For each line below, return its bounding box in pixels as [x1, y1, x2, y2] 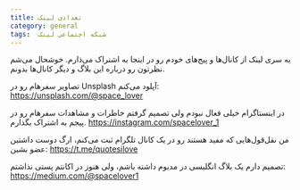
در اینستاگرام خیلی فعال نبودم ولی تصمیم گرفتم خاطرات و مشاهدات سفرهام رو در [10, 108, 285, 119]
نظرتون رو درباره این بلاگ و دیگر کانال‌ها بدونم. [10, 63, 165, 74]
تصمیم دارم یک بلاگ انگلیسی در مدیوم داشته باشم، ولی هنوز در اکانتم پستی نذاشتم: [10, 161, 287, 172]
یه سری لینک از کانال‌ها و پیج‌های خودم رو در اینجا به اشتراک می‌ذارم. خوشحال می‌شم [10, 54, 291, 65]
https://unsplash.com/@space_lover [10, 90, 144, 101]
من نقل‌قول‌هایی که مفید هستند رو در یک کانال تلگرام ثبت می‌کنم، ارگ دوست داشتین [10, 135, 289, 145]
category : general [10, 21, 79, 30]
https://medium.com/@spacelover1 [10, 170, 139, 181]
